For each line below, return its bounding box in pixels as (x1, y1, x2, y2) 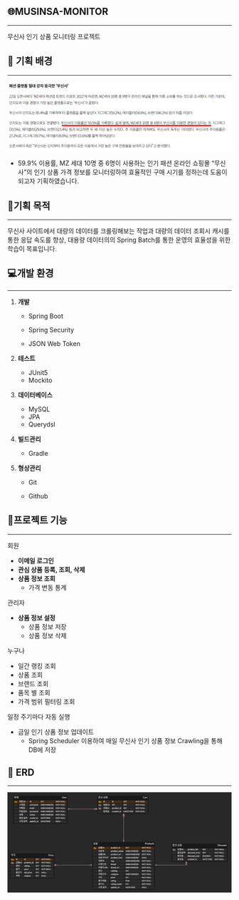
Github (28, 491, 48, 500)
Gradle (28, 449, 48, 457)
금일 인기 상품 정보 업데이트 (17, 727, 95, 736)
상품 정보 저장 (28, 622, 67, 630)
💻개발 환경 (7, 267, 54, 280)
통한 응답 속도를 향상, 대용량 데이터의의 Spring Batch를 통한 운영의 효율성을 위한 (7, 235, 231, 244)
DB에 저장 (28, 745, 57, 754)
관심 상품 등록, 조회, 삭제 (17, 565, 85, 573)
